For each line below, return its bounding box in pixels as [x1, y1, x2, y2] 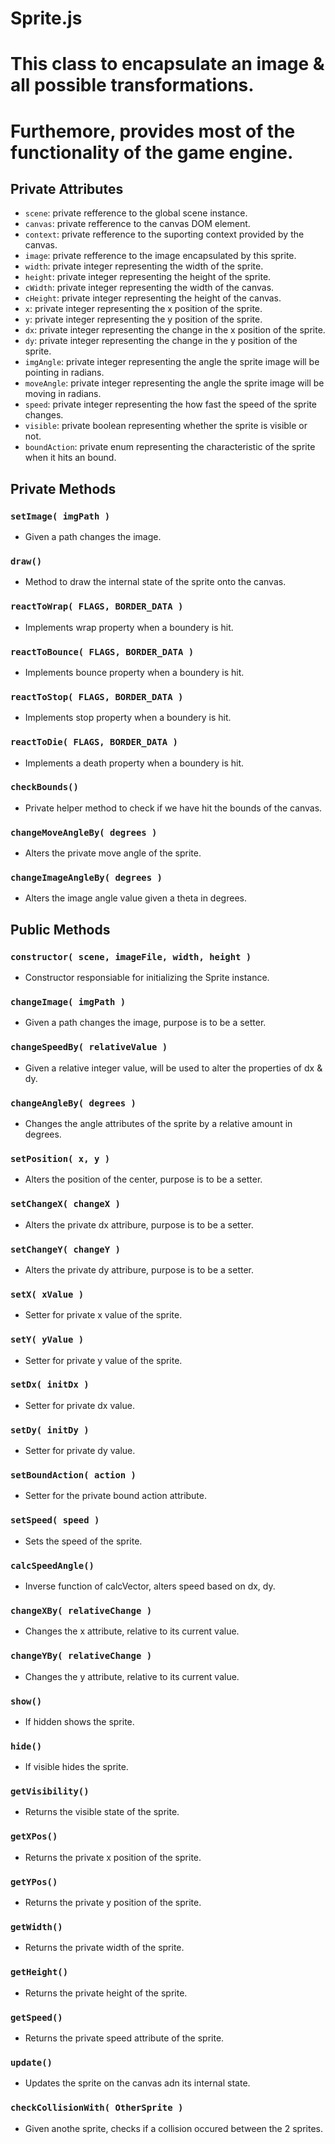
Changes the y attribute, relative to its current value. [24, 1670, 240, 1682]
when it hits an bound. [24, 452, 117, 464]
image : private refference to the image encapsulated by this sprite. [24, 250, 297, 262]
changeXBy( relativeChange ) [10, 1605, 153, 1616]
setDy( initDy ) [10, 1424, 90, 1436]
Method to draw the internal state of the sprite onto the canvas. [24, 576, 287, 588]
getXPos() [10, 1831, 58, 1842]
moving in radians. [24, 388, 102, 400]
